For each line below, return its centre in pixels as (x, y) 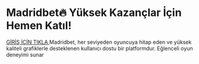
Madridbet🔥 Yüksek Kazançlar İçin (94, 13)
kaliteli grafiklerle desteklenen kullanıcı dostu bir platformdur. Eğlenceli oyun (100, 48)
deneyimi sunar (25, 55)
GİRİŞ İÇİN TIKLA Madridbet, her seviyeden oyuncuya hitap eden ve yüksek (99, 42)
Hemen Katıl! (39, 26)
